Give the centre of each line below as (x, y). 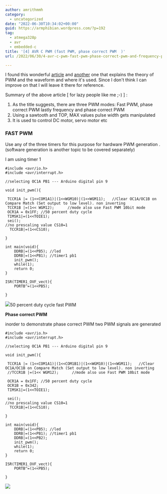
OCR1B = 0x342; (23, 385)
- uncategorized (26, 19)
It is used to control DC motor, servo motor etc (60, 121)
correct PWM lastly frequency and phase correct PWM (69, 110)
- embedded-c (23, 47)
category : (15, 14)
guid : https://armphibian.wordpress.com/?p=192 (55, 28)
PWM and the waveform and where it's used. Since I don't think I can (76, 80)
